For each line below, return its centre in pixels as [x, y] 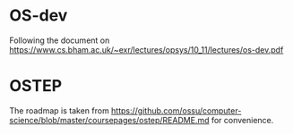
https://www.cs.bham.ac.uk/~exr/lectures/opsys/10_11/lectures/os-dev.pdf [146, 49]
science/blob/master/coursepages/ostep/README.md [109, 120]
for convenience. [242, 120]
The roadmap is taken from [59, 110]
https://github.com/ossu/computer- [176, 110]
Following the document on [60, 40]
